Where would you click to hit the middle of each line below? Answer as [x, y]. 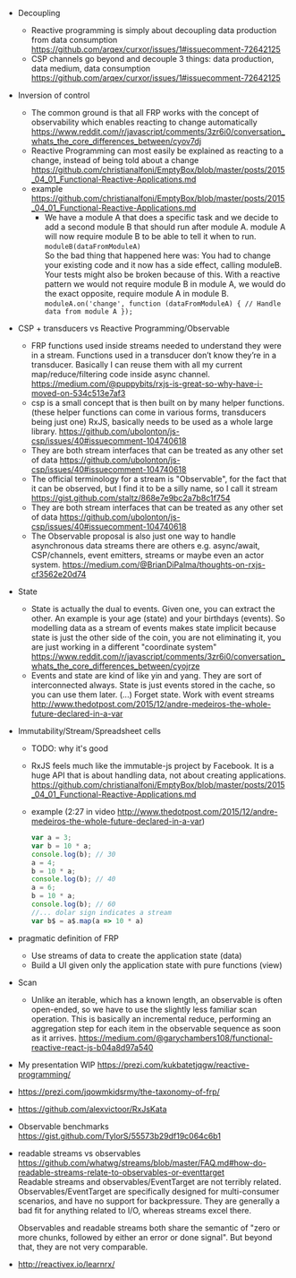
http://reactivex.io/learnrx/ [66, 1264]
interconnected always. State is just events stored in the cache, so [153, 685]
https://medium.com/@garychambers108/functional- [176, 1038]
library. [44, 431]
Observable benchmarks [63, 1126]
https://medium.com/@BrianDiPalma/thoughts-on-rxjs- [164, 565]
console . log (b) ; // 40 [73, 879]
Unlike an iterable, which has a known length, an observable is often [156, 999]
